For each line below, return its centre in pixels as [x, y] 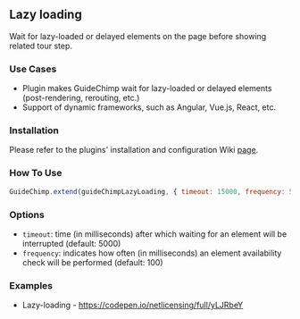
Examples [31, 285]
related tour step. [41, 46]
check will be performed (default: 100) [92, 262]
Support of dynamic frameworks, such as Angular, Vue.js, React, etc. [149, 107]
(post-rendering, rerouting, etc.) [81, 98]
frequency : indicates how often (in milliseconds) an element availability [152, 253]
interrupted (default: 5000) [71, 243]
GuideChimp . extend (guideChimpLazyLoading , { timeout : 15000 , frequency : [147, 191]
